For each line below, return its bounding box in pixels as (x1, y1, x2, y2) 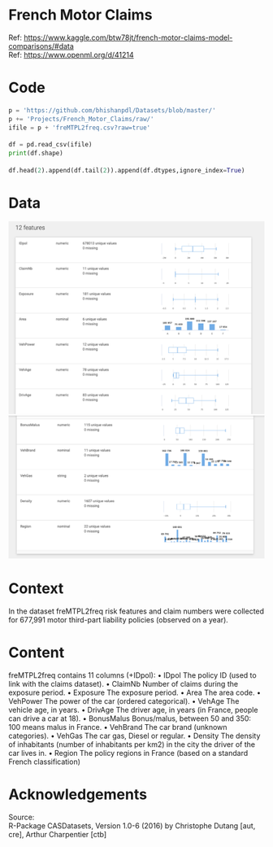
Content (8, 643, 65, 661)
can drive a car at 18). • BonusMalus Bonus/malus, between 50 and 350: (8, 714, 252, 723)
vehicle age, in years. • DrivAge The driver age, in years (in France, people (8, 705, 258, 714)
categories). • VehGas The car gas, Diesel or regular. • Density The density (8, 731, 261, 740)
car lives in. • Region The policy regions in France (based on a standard (8, 748, 249, 757)
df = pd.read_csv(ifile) (8, 141, 93, 149)
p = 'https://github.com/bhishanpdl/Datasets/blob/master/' (8, 106, 217, 115)
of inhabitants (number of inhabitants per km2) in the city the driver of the (8, 739, 256, 749)
